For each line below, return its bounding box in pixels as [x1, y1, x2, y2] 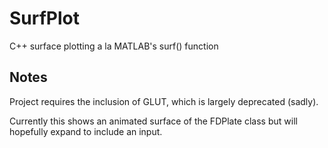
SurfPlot [9, 7, 81, 30]
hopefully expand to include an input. [9, 125, 163, 137]
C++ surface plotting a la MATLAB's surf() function [9, 40, 219, 52]
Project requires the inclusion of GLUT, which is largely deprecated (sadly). [9, 95, 319, 107]
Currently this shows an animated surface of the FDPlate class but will [9, 115, 298, 127]
